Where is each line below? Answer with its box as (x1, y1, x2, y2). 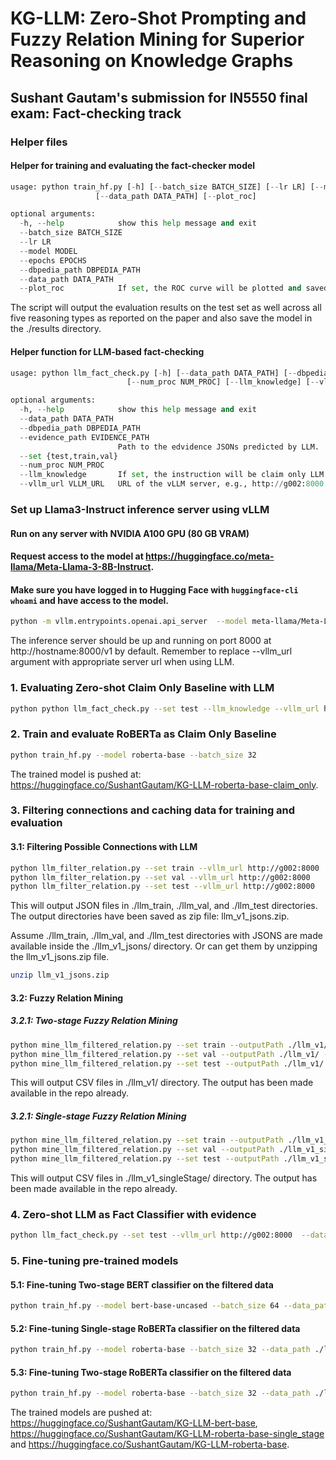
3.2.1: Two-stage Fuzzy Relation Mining (10, 1015, 178, 1027)
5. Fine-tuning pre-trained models (10, 1254, 179, 1268)
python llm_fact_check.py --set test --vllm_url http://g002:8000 (10, 1230, 293, 1241)
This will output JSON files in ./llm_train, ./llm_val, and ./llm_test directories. (10, 900, 318, 912)
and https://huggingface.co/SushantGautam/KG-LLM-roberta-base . (10, 1438, 290, 1451)
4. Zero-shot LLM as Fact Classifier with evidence (10, 1207, 257, 1221)
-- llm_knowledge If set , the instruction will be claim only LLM (19, 470, 325, 480)
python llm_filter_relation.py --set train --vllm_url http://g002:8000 (10, 863, 320, 873)
